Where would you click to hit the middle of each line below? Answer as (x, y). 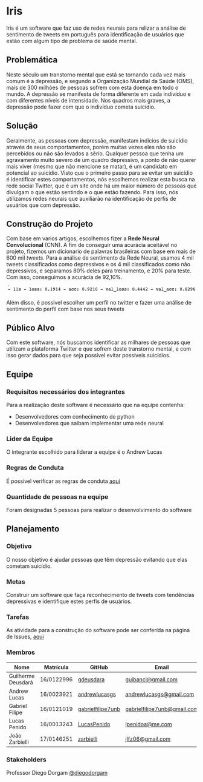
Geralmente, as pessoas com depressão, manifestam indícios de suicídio (97, 140)
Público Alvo (31, 328)
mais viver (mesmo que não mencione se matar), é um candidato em (92, 166)
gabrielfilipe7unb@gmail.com (162, 709)
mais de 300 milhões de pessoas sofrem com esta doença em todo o (92, 87)
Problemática (32, 60)
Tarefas (18, 617)
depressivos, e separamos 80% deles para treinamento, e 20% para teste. (99, 271)
